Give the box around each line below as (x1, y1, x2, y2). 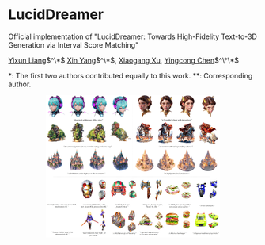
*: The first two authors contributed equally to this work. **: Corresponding (8, 71, 253, 80)
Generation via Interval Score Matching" (8, 40, 139, 49)
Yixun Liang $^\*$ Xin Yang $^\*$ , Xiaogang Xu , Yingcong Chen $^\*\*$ (8, 56, 240, 65)
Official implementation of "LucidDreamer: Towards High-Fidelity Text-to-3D (8, 32, 257, 41)
